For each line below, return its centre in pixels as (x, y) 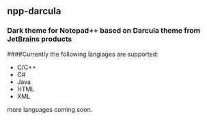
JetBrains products (40, 39)
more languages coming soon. (50, 109)
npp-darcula (34, 11)
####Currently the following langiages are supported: (83, 54)
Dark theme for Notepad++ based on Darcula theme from (104, 31)
